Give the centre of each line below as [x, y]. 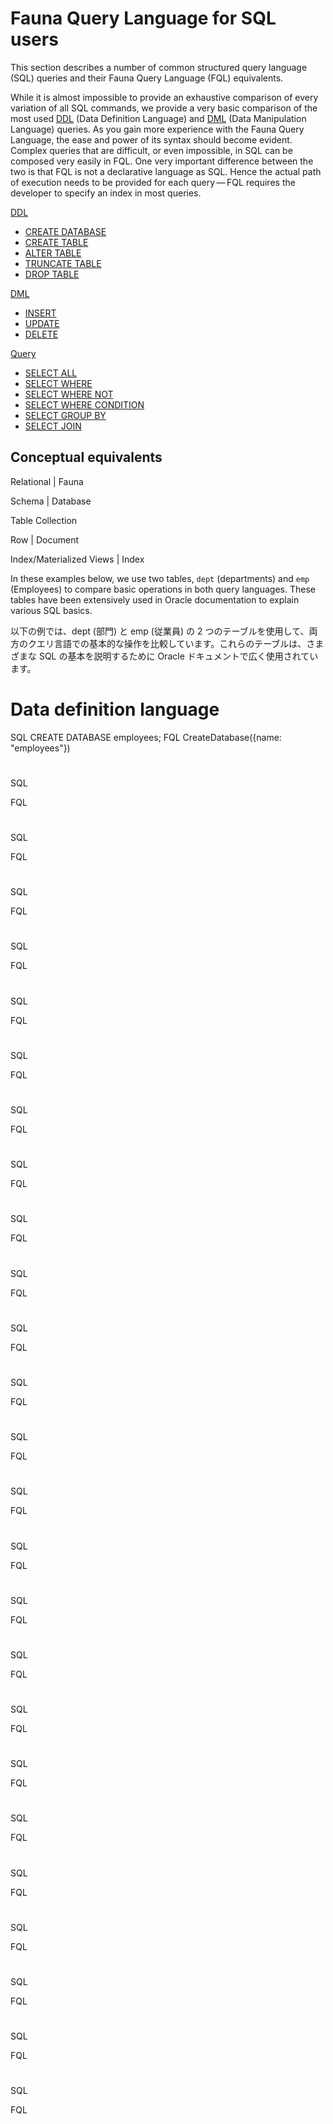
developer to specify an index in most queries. [106, 193]
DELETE [41, 334]
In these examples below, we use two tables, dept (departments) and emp [160, 578]
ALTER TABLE [53, 253]
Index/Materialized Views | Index [77, 559]
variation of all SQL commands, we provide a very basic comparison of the [164, 108]
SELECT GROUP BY [65, 415]
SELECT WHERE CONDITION [84, 404]
